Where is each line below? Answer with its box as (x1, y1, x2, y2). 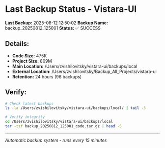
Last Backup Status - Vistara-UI (5, 3, 137, 15)
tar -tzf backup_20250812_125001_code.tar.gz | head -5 (5, 124, 122, 129)
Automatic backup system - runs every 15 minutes (5, 137, 107, 143)
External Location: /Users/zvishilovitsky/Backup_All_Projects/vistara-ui (12, 68, 157, 74)
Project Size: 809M (12, 58, 53, 64)
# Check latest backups (5, 101, 54, 106)
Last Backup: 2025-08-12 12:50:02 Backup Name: (5, 20, 108, 26)
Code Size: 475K (12, 53, 47, 59)
